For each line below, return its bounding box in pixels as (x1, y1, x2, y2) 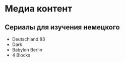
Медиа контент (5, 3, 73, 14)
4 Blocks (12, 52, 31, 58)
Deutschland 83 (12, 36, 45, 42)
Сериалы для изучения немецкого (5, 23, 120, 31)
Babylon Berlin (12, 47, 42, 52)
